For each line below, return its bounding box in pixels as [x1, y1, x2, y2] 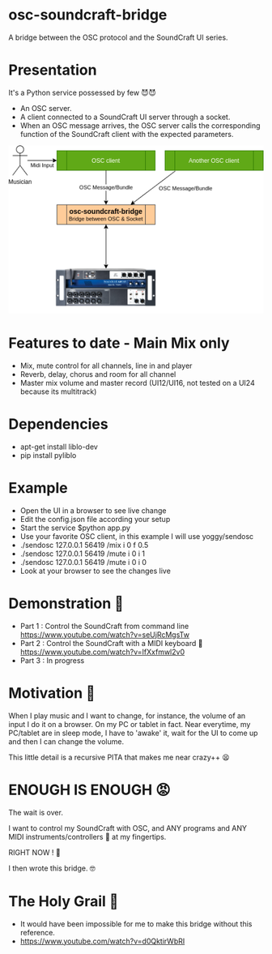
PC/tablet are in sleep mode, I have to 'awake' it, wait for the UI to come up [8, 728, 258, 738]
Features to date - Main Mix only [8, 334, 230, 353]
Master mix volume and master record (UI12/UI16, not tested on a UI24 [19, 378, 255, 387]
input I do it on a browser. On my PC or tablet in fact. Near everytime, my [8, 719, 251, 729]
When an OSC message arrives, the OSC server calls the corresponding [19, 120, 261, 130]
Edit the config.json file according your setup [19, 514, 171, 524]
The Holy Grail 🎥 [8, 892, 119, 910]
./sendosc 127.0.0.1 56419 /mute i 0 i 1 [19, 549, 146, 558]
